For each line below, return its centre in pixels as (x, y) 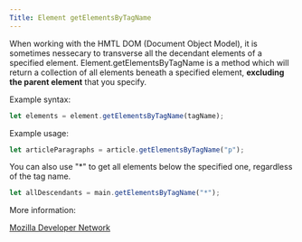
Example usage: (39, 133)
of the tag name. (40, 176)
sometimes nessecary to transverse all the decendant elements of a (136, 53)
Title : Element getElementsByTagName (80, 18)
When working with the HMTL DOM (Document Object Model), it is (133, 43)
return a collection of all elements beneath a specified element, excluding (147, 72)
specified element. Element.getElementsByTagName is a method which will (149, 62)
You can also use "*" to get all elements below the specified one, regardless (151, 167)
